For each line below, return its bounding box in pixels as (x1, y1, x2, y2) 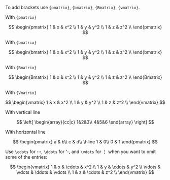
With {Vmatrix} (5, 89, 37, 96)
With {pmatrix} (5, 14, 37, 20)
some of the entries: (5, 154, 48, 160)
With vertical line (5, 109, 41, 115)
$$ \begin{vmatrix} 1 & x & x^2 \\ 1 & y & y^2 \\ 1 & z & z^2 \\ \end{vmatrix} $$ (5, 99, 165, 105)
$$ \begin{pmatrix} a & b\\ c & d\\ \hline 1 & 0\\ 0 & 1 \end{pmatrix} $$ (12, 139, 158, 144)
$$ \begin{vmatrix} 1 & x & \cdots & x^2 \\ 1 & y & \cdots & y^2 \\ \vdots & (10, 164, 161, 170)
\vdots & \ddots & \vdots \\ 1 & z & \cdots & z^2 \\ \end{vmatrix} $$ (16, 169, 154, 175)
